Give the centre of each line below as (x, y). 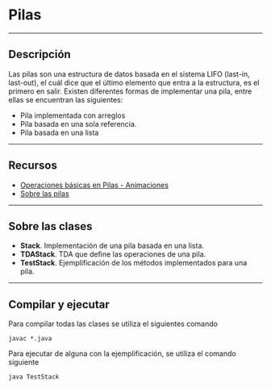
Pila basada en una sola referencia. (78, 123)
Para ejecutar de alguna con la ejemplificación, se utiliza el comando (122, 353)
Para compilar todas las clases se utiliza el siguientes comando (113, 324)
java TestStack (34, 377)
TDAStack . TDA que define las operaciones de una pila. (113, 254)
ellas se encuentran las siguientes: (66, 99)
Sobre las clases (50, 226)
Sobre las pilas (45, 193)
